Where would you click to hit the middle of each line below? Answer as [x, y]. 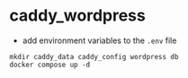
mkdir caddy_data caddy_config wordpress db [94, 56]
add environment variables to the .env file [99, 40]
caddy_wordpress [77, 16]
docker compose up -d [50, 65]
